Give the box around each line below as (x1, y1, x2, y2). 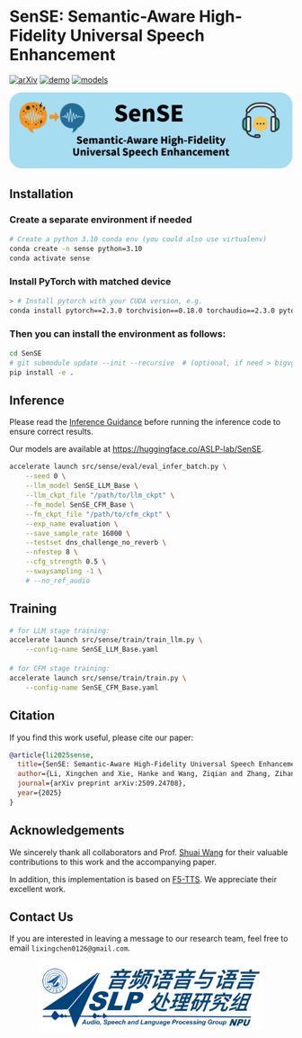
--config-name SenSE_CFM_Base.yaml (25, 682, 159, 692)
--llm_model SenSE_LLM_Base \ (25, 482, 139, 491)
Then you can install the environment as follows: (9, 327, 226, 339)
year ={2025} (17, 789, 63, 798)
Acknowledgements (9, 823, 125, 838)
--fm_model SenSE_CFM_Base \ (25, 500, 135, 510)
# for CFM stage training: (9, 664, 111, 673)
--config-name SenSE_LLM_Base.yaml (25, 645, 159, 654)
